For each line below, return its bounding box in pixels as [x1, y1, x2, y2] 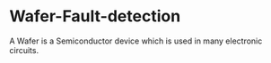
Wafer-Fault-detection [9, 6, 181, 27]
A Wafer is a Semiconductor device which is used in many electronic [9, 35, 263, 46]
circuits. [9, 44, 39, 55]
